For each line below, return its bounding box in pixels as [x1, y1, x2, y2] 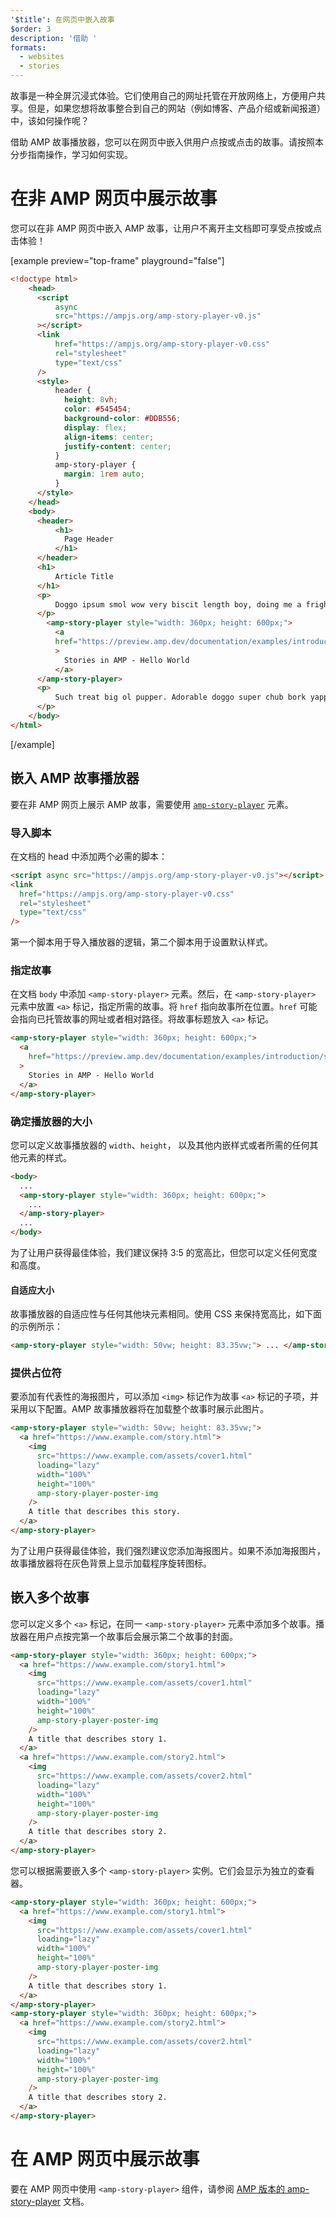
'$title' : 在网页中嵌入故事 [10, 14, 115, 25]
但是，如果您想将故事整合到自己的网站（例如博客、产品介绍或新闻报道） [27, 102, 326, 114]
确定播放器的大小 [10, 1114, 93, 1128]
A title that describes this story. [28, 1507, 182, 1517]
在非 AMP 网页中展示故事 [10, 187, 218, 210]
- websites [19, 52, 65, 62]
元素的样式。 [18, 1151, 72, 1163]
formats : [10, 42, 47, 53]
